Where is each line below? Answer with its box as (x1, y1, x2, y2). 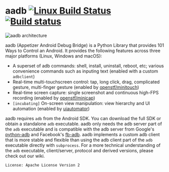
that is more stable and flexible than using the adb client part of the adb (5, 137, 153, 143)
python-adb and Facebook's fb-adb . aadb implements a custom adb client (5, 131, 160, 137)
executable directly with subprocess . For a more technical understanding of (5, 142, 161, 148)
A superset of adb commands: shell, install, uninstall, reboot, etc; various (12, 63, 164, 69)
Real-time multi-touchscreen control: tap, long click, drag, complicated (12, 79, 160, 85)
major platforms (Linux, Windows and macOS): (5, 53, 102, 59)
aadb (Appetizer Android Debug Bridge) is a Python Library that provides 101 (5, 42, 164, 48)
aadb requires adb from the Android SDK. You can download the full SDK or (5, 115, 161, 121)
